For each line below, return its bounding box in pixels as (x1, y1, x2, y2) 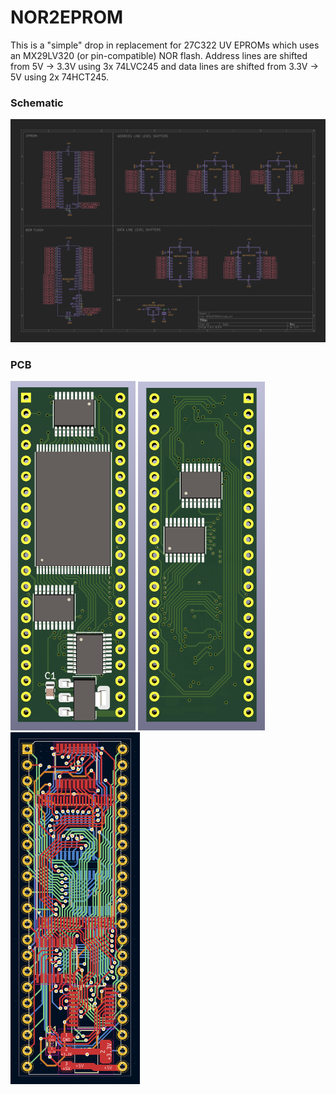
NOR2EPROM (10, 6, 124, 29)
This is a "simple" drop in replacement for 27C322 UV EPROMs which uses (10, 39, 320, 51)
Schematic (10, 96, 64, 110)
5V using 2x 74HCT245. (10, 71, 110, 83)
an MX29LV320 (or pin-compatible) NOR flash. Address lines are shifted (10, 49, 308, 61)
